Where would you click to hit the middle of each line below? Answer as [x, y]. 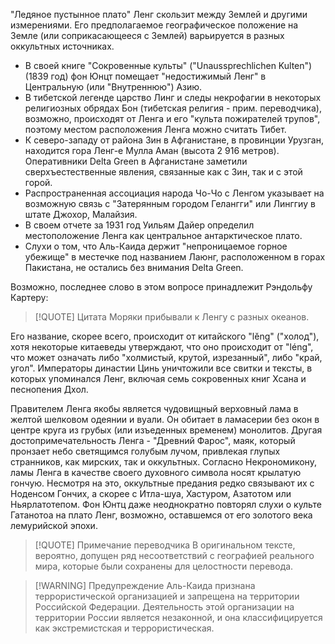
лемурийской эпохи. [54, 525]
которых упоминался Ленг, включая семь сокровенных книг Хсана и [158, 378]
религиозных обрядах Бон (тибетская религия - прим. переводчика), [173, 108]
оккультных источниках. [62, 46]
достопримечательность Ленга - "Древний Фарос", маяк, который [153, 440]
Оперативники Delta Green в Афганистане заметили [136, 161]
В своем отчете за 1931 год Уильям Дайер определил [139, 225]
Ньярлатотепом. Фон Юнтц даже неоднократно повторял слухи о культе [166, 504]
